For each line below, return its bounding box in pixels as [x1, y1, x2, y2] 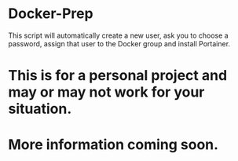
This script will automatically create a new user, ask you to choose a [8, 31, 229, 40]
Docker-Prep [8, 5, 93, 23]
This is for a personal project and [8, 67, 228, 85]
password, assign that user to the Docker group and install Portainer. [8, 38, 230, 48]
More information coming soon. [8, 136, 218, 154]
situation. [8, 100, 72, 118]
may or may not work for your [8, 83, 205, 101]
